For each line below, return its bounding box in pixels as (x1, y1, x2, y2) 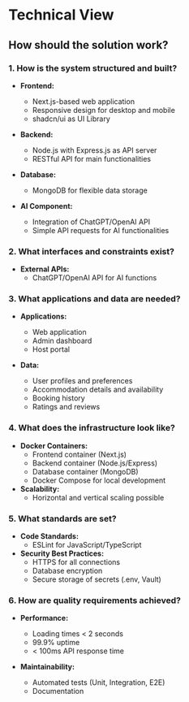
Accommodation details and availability (32, 384, 164, 395)
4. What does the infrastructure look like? (8, 422, 176, 434)
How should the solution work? (8, 38, 169, 52)
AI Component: (19, 201, 73, 210)
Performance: (19, 613, 69, 623)
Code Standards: (19, 531, 79, 541)
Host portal (32, 344, 71, 354)
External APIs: (19, 264, 70, 274)
